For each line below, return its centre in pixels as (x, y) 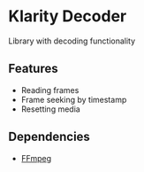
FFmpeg (36, 158)
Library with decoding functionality (72, 41)
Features (33, 69)
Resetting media (50, 109)
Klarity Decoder (68, 16)
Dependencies (49, 137)
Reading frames (50, 90)
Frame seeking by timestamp (74, 99)
